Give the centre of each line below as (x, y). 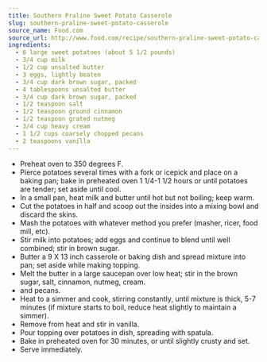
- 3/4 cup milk (41, 60)
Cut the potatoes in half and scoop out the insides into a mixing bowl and (139, 206)
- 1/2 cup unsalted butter (60, 67)
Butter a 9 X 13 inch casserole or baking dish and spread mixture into (133, 256)
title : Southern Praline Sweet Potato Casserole (90, 15)
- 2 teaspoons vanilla (53, 141)
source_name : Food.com (46, 30)
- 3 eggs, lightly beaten (58, 75)
